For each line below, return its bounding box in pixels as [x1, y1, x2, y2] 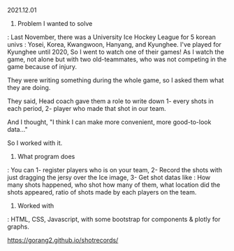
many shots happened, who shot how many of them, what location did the [7, 181, 221, 189]
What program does [17, 153, 75, 160]
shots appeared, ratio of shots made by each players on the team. [7, 188, 197, 196]
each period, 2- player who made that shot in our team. [7, 105, 166, 112]
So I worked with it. [7, 139, 63, 147]
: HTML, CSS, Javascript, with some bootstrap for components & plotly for [7, 215, 221, 223]
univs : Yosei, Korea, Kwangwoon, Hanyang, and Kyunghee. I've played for [7, 40, 222, 48]
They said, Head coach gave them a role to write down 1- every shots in [7, 97, 214, 105]
